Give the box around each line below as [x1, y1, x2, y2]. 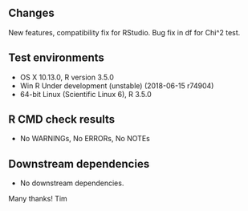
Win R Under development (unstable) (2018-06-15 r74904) [19, 80, 214, 91]
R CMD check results [8, 112, 116, 127]
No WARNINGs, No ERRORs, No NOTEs [19, 134, 150, 144]
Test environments [8, 51, 104, 65]
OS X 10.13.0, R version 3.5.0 [19, 72, 115, 82]
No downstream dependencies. [19, 178, 124, 188]
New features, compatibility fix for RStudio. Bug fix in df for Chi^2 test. [8, 27, 241, 37]
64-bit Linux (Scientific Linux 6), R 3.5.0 [19, 89, 152, 99]
